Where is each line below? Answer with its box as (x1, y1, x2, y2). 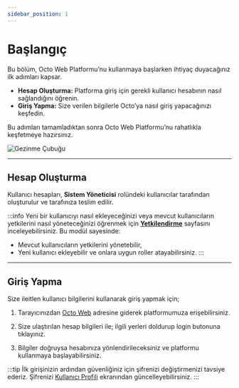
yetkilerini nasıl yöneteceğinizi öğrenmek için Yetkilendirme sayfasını (7, 219, 211, 228)
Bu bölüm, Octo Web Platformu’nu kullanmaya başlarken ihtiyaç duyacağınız (7, 65, 231, 73)
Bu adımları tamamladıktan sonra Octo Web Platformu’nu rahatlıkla (7, 123, 201, 131)
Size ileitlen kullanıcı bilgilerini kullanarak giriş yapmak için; (7, 295, 180, 303)
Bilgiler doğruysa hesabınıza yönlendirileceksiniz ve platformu (17, 344, 199, 352)
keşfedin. (17, 108, 45, 118)
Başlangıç (7, 41, 68, 57)
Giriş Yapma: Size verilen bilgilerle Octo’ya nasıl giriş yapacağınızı (17, 101, 212, 110)
